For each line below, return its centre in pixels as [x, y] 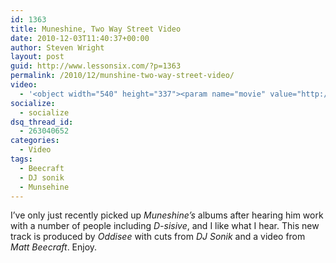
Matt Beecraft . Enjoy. [54, 247]
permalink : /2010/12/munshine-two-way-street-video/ [122, 76]
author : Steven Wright [57, 47]
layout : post [37, 57]
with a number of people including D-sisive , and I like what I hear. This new [165, 226]
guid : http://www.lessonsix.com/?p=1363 [96, 66]
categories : [35, 141]
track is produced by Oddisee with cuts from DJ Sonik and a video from [158, 237]
